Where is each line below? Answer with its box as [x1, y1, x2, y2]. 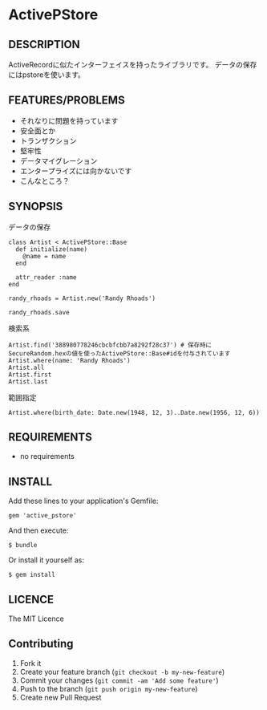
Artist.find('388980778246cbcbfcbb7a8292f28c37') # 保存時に [8, 341, 212, 349]
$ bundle [8, 542, 38, 550]
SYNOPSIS [8, 200, 63, 213]
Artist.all [8, 363, 45, 371]
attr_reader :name [15, 273, 78, 282]
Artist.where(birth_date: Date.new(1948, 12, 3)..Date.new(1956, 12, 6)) [8, 408, 261, 416]
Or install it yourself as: [8, 555, 84, 565]
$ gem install [8, 571, 56, 579]
